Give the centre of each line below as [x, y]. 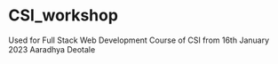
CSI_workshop [64, 16]
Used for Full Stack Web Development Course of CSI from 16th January [139, 40]
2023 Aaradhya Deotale [52, 49]
